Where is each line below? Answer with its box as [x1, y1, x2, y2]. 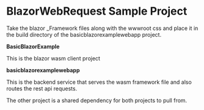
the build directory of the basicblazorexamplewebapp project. [6, 31, 162, 38]
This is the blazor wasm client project [6, 54, 101, 62]
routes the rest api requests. [6, 84, 78, 92]
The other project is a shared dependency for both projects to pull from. [6, 97, 188, 104]
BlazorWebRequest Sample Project [6, 4, 188, 18]
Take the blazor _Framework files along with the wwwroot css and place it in [6, 24, 199, 32]
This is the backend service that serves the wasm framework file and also [6, 78, 192, 86]
